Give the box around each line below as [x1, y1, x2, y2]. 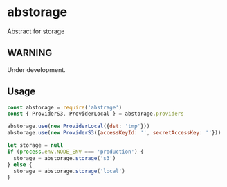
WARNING [7, 47, 53, 59]
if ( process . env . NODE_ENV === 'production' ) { [7, 148, 144, 155]
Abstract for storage [7, 27, 65, 35]
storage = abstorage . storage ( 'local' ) [13, 168, 126, 175]
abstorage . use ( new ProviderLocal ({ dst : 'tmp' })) [7, 123, 150, 130]
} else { [7, 161, 33, 168]
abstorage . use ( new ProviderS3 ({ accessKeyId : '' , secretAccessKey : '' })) [7, 130, 221, 136]
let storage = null [7, 142, 64, 149]
